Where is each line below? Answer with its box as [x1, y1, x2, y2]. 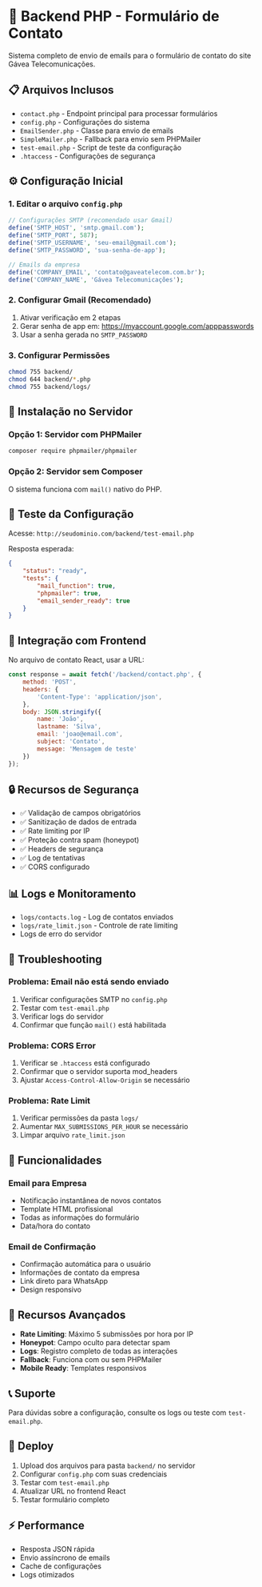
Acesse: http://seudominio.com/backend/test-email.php [8, 528, 194, 539]
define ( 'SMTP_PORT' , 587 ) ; [8, 231, 98, 239]
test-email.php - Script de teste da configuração [19, 142, 182, 152]
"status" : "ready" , [22, 567, 88, 575]
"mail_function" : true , [37, 582, 116, 590]
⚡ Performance [8, 1519, 85, 1533]
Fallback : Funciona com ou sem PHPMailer [19, 1355, 162, 1365]
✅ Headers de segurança [19, 844, 104, 854]
